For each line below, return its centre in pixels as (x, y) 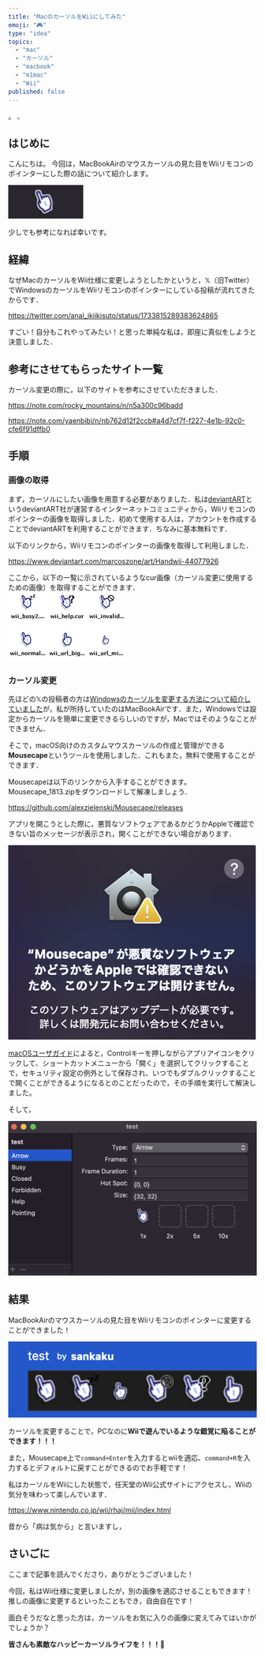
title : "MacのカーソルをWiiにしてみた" (67, 17)
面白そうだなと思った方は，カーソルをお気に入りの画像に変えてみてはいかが (132, 1618)
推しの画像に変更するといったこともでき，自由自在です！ (101, 1601)
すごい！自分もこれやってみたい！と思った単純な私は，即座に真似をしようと (132, 332)
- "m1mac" (31, 75)
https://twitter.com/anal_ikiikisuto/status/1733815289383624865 (113, 316)
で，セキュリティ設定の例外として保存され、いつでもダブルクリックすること (132, 1073)
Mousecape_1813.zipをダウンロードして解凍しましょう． (100, 791)
